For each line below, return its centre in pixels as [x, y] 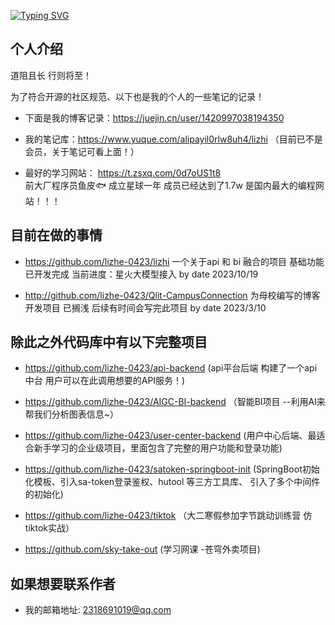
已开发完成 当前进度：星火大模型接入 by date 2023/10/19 [141, 274]
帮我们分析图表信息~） [72, 414]
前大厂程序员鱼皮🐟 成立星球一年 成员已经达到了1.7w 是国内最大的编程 [170, 185]
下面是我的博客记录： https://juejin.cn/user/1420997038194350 [154, 117]
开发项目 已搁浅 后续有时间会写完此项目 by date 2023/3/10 [145, 307]
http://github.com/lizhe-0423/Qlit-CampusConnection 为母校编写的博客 [172, 295]
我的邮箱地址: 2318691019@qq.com [98, 610]
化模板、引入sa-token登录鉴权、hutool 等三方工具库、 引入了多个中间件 [172, 482]
